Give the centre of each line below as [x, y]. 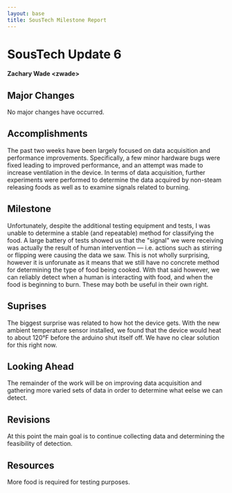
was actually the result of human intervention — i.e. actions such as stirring [115, 248]
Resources [31, 465]
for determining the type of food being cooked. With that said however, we [114, 270]
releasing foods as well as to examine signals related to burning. [99, 187]
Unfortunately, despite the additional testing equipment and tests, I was [109, 225]
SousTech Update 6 [64, 54]
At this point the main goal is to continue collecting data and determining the [116, 436]
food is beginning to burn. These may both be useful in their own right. [108, 284]
